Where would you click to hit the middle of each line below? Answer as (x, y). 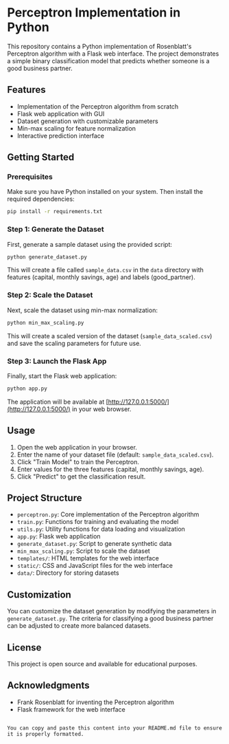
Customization (39, 594)
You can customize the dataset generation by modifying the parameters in (112, 611)
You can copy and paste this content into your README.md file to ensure (115, 728)
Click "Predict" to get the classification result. (81, 477)
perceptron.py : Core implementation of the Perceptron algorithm (108, 514)
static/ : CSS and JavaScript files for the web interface (95, 566)
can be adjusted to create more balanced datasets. (79, 626)
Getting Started (41, 157)
